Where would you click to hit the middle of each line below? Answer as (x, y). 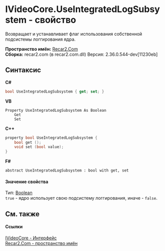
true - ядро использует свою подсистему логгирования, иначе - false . (81, 198)
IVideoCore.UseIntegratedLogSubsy (83, 9)
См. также (23, 214)
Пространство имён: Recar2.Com (42, 49)
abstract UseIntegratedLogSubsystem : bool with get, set (67, 171)
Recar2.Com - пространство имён (41, 243)
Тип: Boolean (19, 193)
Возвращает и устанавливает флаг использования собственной (74, 34)
